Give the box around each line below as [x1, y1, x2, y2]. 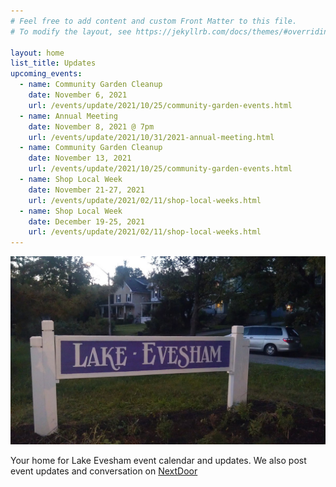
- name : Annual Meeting [19, 111, 118, 121]
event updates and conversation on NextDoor [10, 465, 198, 477]
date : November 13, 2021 [28, 153, 132, 164]
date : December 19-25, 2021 [28, 216, 145, 227]
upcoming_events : [10, 69, 83, 79]
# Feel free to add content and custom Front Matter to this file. [10, 16, 298, 26]
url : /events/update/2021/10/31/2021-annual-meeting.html [28, 132, 275, 142]
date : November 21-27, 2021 [28, 185, 145, 195]
